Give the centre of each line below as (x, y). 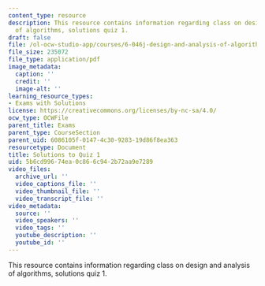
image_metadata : (35, 67)
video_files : (30, 169)
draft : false (30, 37)
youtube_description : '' (56, 236)
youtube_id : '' (40, 243)
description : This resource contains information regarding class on (125, 23)
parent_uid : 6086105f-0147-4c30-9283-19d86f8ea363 (93, 140)
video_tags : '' (40, 228)
